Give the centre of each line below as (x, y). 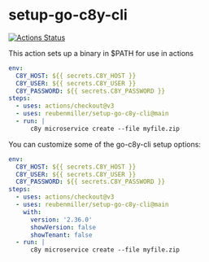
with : (33, 212)
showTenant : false (61, 235)
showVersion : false (63, 227)
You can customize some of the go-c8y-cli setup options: (105, 144)
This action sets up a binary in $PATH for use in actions (101, 53)
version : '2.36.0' (61, 220)
